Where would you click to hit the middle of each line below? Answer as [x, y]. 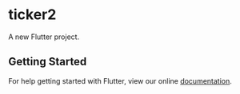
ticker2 [32, 15]
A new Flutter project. [44, 37]
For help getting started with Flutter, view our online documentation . [120, 80]
